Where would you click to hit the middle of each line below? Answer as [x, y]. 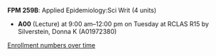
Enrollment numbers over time [52, 45]
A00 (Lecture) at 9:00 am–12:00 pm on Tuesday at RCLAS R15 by [113, 24]
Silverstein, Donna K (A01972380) [67, 32]
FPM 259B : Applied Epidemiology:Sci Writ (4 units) [82, 10]
